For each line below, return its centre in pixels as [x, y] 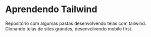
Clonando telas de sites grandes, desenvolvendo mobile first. [69, 28]
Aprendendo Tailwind [51, 9]
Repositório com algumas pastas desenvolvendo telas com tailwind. [76, 23]
